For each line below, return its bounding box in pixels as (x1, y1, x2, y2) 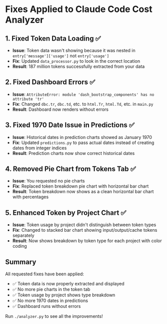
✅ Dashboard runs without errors (12, 303, 81, 309)
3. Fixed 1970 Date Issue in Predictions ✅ (5, 121, 135, 129)
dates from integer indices (12, 144, 67, 151)
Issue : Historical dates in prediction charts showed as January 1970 (12, 134, 152, 140)
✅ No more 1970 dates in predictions (12, 297, 88, 304)
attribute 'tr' (12, 96, 44, 101)
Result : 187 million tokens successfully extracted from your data (12, 64, 145, 69)
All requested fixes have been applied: (5, 271, 84, 277)
